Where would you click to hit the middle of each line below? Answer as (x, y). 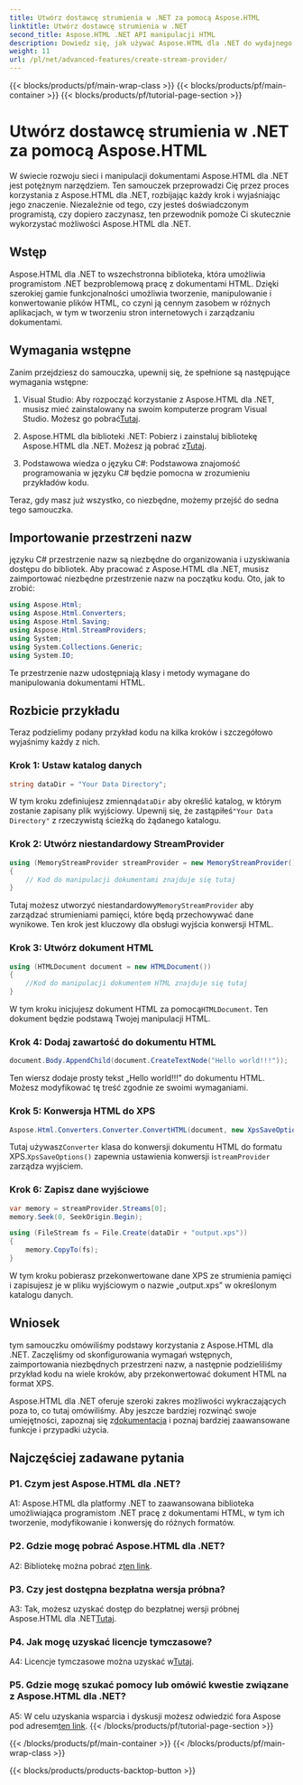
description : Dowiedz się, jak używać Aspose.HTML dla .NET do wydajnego (151, 43)
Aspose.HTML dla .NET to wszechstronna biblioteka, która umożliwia (138, 274)
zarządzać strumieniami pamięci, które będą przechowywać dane (132, 915)
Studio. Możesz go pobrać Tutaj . (82, 418)
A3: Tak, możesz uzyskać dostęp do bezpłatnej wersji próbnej (124, 1609)
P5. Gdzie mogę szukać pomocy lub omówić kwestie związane (149, 1685)
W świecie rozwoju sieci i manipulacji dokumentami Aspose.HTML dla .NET (149, 175)
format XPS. (32, 1383)
